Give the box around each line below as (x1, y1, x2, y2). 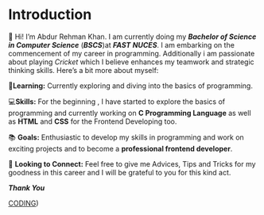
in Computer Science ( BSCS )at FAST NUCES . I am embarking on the (8, 40, 235, 49)
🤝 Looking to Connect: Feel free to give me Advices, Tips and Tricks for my (8, 159, 256, 168)
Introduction (8, 6, 92, 24)
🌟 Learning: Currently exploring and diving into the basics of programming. (8, 81, 253, 90)
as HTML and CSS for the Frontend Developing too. (8, 117, 177, 126)
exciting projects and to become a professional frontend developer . (8, 144, 233, 153)
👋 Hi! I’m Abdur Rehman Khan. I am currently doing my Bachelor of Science (8, 32, 257, 41)
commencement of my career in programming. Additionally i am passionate (8, 48, 255, 58)
